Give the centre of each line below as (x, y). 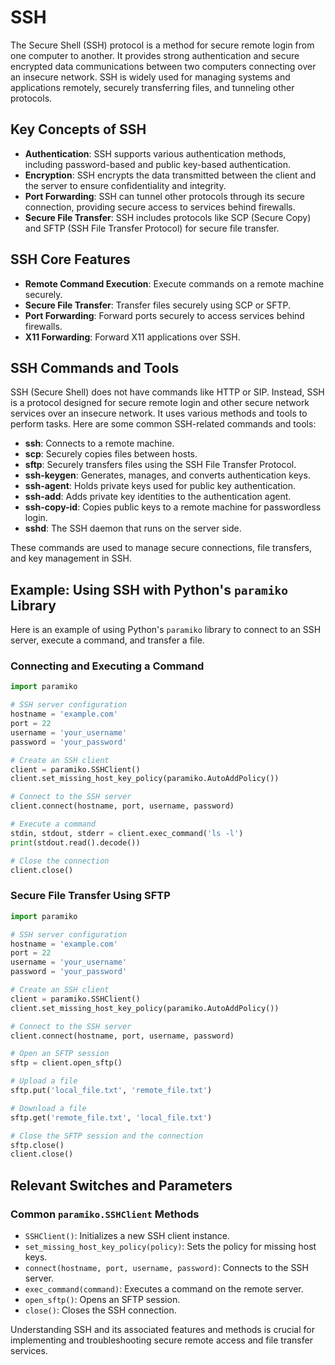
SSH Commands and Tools (95, 367)
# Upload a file (44, 1081)
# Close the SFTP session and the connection (106, 1136)
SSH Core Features (70, 259)
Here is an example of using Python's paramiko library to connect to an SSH (166, 630)
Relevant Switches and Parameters (121, 1185)
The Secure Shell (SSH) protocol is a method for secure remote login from (162, 45)
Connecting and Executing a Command (107, 666)
